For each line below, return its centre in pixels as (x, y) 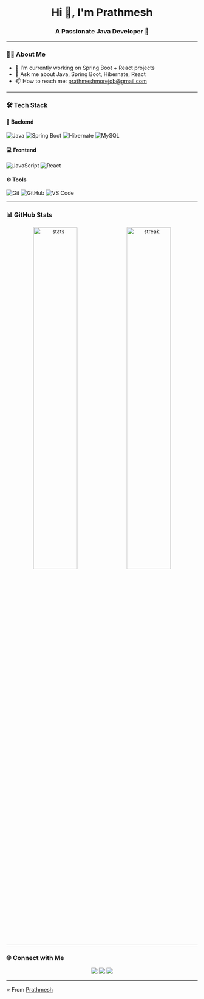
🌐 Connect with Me (36, 958)
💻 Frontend (22, 150)
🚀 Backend (20, 122)
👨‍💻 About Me (26, 54)
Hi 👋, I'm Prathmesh (102, 12)
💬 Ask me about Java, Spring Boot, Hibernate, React (80, 74)
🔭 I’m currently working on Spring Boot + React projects (85, 68)
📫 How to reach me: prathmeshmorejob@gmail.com (81, 81)
